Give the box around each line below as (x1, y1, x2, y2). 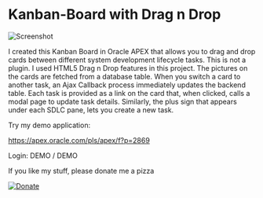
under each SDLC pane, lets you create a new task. (8, 104, 174, 115)
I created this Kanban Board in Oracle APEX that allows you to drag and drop (8, 46, 256, 56)
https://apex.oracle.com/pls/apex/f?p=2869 (8, 135, 151, 145)
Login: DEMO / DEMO (8, 151, 79, 160)
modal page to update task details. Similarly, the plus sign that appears (8, 97, 237, 106)
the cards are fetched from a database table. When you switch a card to (8, 71, 241, 81)
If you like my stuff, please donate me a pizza (8, 166, 155, 175)
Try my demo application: (8, 120, 91, 130)
